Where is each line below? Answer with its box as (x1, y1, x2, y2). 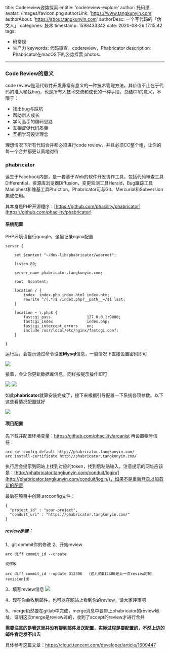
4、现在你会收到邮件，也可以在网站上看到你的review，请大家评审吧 (5, 597, 146, 603)
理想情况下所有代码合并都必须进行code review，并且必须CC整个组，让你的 (5, 142, 162, 148)
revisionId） (5, 576, 32, 582)
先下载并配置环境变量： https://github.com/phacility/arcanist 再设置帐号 (5, 433, 153, 439)
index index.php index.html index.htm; (23, 292, 110, 298)
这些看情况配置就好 (5, 398, 46, 405)
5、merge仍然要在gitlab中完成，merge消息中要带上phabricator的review (5, 607, 155, 613)
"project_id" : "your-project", (10, 507, 78, 513)
